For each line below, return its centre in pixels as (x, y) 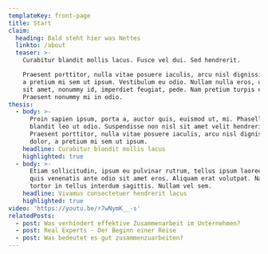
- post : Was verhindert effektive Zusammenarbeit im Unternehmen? (128, 223)
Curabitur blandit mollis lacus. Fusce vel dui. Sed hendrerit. (132, 61)
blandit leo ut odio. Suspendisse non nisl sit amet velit (129, 127)
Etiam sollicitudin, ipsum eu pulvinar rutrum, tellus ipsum (133, 171)
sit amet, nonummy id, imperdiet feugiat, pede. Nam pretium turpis (139, 89)
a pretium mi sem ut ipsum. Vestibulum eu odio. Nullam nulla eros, (139, 82)
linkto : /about (41, 46)
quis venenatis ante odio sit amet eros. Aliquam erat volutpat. (140, 179)
